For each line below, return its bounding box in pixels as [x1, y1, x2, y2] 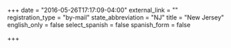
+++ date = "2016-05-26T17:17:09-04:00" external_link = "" [7, 6, 178, 14]
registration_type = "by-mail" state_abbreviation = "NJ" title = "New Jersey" [7, 13, 224, 22]
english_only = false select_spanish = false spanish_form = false [7, 21, 191, 29]
